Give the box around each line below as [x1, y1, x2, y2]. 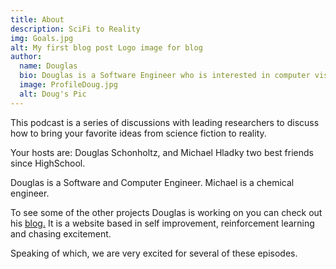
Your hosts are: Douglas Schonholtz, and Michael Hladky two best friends [10, 146, 314, 158]
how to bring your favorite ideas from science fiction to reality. [10, 127, 267, 139]
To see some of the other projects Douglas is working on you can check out [10, 206, 323, 218]
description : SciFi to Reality [10, 24, 141, 34]
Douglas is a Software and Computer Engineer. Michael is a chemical [10, 176, 295, 188]
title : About [10, 14, 65, 25]
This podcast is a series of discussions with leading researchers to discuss [10, 116, 320, 128]
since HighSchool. [10, 157, 86, 169]
